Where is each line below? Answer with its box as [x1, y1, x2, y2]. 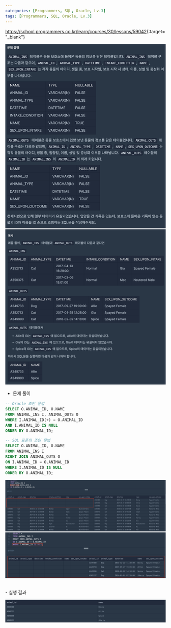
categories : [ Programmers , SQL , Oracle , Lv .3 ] [5, 8, 106, 13]
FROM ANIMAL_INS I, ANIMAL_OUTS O [5, 412, 79, 417]
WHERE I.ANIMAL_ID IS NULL [5, 465, 63, 470]
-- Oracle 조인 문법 [5, 401, 45, 406]
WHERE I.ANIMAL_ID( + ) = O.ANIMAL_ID [5, 417, 83, 423]
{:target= [147, 28, 165, 34]
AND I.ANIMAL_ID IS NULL [5, 423, 58, 428]
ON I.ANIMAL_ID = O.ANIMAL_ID [5, 459, 70, 464]
